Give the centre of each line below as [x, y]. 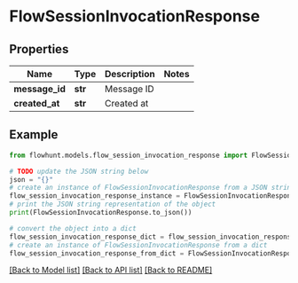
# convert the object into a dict [73, 228]
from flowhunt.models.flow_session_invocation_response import [129, 155]
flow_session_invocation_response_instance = [94, 196]
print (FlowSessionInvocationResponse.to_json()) [101, 213]
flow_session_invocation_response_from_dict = [97, 253]
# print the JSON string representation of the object [113, 204]
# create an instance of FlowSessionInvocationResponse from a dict [138, 245]
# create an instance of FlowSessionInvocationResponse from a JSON [138, 188]
